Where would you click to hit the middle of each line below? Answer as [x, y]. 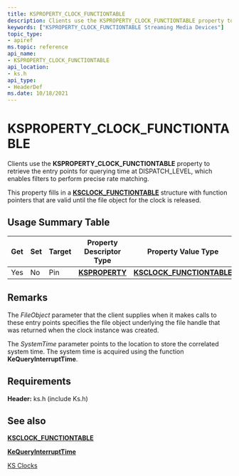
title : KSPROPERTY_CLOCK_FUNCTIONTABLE [67, 14]
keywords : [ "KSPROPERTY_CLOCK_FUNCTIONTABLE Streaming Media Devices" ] [116, 27]
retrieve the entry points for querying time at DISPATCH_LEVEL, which [110, 171]
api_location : [28, 67]
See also [27, 421]
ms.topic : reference [38, 47]
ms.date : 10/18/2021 [38, 93]
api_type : [22, 80]
